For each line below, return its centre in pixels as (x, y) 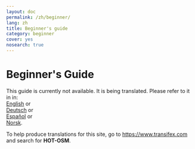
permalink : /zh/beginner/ (38, 17)
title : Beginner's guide (37, 28)
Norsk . (14, 122)
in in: (12, 97)
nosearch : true (25, 45)
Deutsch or (20, 110)
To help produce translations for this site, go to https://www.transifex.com (97, 134)
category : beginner (30, 34)
